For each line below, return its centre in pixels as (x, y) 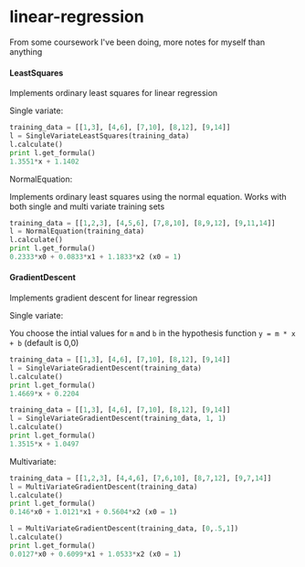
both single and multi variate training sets (87, 206)
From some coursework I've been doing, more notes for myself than (137, 42)
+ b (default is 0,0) (44, 343)
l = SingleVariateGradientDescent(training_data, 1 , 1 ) (118, 419)
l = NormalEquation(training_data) (77, 231)
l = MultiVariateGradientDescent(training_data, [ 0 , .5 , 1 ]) (124, 529)
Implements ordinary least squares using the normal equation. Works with (148, 196)
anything (26, 51)
